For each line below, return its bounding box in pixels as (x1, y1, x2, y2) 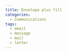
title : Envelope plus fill (5, 7, 62, 13)
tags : (5, 21, 17, 27)
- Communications (10, 17, 47, 22)
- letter (10, 40, 28, 45)
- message (10, 31, 30, 36)
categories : (5, 12, 30, 17)
